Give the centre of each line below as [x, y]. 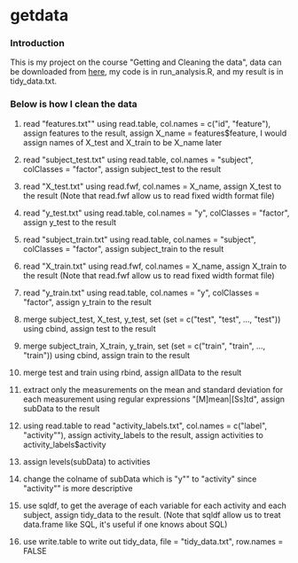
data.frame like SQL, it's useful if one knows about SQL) [125, 524]
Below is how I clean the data [74, 105]
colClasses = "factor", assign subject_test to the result [122, 168]
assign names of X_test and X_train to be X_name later [122, 142]
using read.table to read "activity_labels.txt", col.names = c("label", [145, 426]
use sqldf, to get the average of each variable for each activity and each [154, 505]
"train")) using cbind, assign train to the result [106, 355]
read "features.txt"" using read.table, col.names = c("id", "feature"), [147, 123]
